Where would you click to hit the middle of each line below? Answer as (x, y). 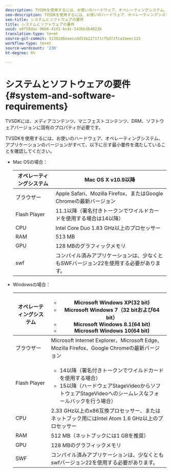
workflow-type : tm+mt (28, 44)
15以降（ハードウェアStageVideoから (105, 386)
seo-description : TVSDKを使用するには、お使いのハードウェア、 (67, 15)
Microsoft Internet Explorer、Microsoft (97, 340)
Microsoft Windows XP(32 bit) (112, 303)
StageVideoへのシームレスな (115, 394)
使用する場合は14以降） (95, 219)
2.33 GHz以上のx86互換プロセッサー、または (106, 411)
